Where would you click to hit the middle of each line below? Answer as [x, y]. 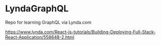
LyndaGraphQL [37, 9]
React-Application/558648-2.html [40, 37]
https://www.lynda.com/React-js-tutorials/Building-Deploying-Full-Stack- [80, 32]
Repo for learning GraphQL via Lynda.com [48, 22]
